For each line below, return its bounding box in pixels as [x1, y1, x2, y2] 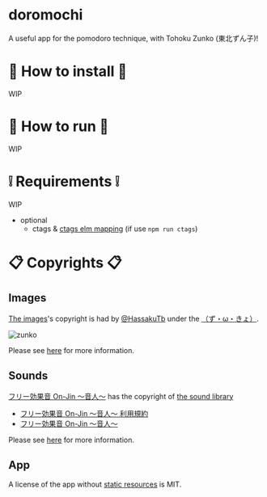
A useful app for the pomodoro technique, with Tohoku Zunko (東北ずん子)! [8, 33, 259, 43]
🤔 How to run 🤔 [8, 117, 109, 136]
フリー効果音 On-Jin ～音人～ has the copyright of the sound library [8, 391, 234, 401]
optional [19, 215, 48, 225]
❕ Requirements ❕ [8, 172, 120, 191]
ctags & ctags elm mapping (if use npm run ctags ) [32, 224, 198, 234]
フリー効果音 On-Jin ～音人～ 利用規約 [19, 408, 149, 418]
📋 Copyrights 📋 [8, 253, 123, 272]
